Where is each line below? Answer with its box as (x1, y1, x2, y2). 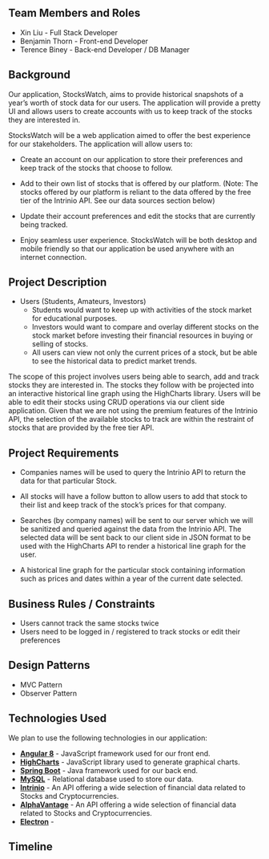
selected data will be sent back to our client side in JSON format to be (19, 533, 251, 542)
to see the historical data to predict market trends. (31, 356, 198, 366)
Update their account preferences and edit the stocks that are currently (19, 211, 256, 221)
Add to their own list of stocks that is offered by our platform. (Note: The (19, 178, 259, 188)
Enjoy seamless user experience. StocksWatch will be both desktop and (19, 235, 258, 245)
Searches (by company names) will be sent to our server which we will (19, 516, 254, 525)
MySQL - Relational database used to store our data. (19, 774, 195, 784)
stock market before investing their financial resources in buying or (31, 330, 254, 340)
